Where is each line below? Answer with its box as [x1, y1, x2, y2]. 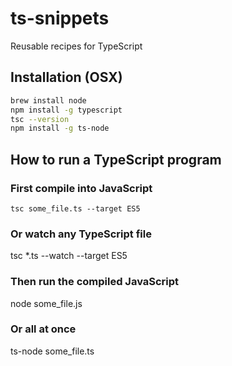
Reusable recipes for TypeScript [10, 40, 143, 52]
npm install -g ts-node [10, 123, 110, 134]
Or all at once [10, 322, 77, 336]
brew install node [10, 95, 87, 106]
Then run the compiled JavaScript [10, 275, 180, 289]
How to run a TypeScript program [10, 151, 222, 168]
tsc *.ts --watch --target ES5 [10, 250, 128, 262]
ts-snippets [10, 7, 110, 30]
